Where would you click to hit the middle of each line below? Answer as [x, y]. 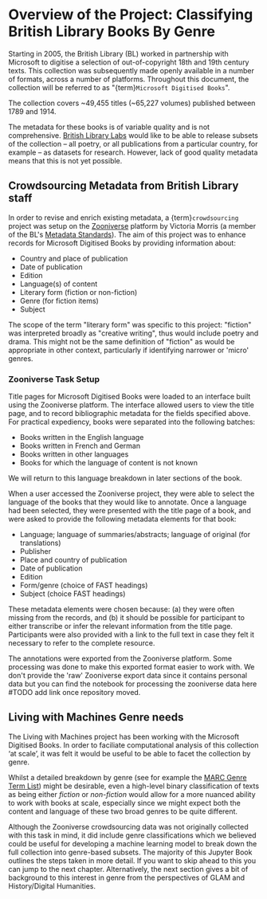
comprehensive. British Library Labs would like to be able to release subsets [133, 135]
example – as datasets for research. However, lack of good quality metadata [133, 152]
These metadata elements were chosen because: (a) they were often [122, 609]
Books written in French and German [80, 446]
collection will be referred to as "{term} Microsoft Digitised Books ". [119, 87]
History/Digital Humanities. [52, 885]
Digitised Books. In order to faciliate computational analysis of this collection [133, 745]
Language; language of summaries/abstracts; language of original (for [135, 535]
